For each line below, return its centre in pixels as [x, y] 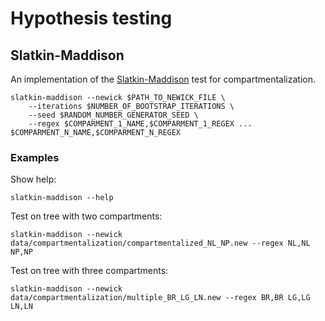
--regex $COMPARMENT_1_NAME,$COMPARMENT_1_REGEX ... [140, 124]
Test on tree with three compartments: [89, 271]
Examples [35, 157]
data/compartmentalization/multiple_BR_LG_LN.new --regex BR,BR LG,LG [160, 298]
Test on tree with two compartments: [86, 216]
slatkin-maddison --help [62, 198]
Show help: [33, 179]
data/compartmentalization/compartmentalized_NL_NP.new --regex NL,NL [160, 243]
